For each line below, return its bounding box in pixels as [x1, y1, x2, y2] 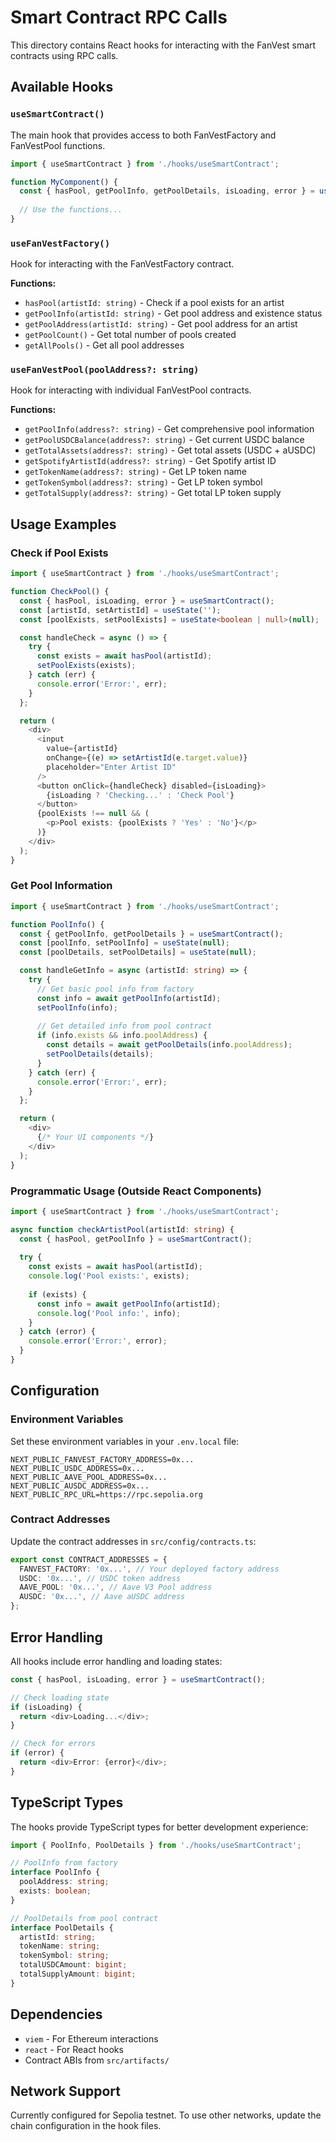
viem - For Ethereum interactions [24, 2032, 159, 2045]
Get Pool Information [10, 879, 113, 893]
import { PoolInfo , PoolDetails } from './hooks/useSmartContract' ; [10, 1840, 302, 1850]
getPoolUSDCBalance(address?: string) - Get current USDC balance [24, 434, 305, 446]
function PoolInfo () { [10, 919, 105, 930]
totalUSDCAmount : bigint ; [19, 1960, 128, 1970]
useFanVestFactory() [10, 237, 111, 249]
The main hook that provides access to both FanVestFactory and [10, 129, 277, 141]
